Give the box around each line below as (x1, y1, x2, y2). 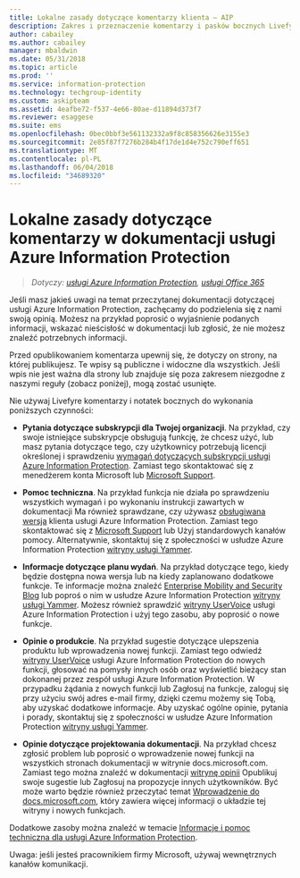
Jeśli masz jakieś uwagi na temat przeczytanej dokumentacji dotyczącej (9, 294, 275, 305)
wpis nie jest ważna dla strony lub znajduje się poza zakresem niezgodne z (9, 368, 286, 380)
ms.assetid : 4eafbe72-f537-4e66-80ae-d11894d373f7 (9, 105, 202, 114)
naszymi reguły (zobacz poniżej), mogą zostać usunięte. (9, 378, 217, 389)
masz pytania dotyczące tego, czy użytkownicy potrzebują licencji (21, 442, 267, 452)
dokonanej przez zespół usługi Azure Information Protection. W (21, 674, 255, 685)
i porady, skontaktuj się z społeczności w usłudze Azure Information (21, 712, 273, 722)
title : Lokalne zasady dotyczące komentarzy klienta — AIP (9, 13, 234, 22)
